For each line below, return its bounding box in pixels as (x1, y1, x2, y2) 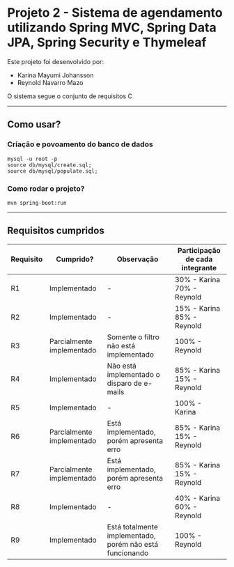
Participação (177, 245, 221, 255)
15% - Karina (175, 303, 221, 313)
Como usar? (7, 118, 61, 130)
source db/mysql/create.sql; (7, 162, 92, 169)
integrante (181, 263, 217, 272)
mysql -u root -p (7, 155, 58, 162)
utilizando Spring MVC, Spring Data (7, 20, 217, 36)
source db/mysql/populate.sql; (7, 167, 98, 175)
